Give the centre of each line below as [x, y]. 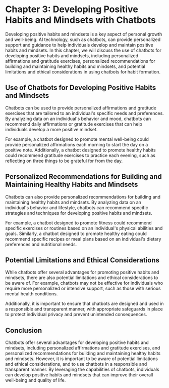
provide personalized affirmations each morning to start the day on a [77, 144]
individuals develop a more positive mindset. [51, 129]
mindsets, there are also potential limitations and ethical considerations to [82, 278]
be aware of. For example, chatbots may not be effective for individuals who [84, 283]
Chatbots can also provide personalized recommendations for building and [83, 197]
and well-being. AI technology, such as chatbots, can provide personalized [83, 40]
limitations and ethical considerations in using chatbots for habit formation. [83, 71]
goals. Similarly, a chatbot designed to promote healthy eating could [76, 234]
